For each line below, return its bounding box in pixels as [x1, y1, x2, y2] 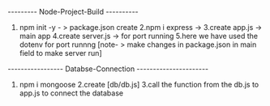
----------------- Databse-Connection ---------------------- [7, 64, 209, 74]
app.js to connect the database [19, 88, 123, 98]
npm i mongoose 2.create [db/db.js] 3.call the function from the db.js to [19, 80, 259, 89]
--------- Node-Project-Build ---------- [7, 7, 139, 16]
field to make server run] [19, 49, 102, 57]
